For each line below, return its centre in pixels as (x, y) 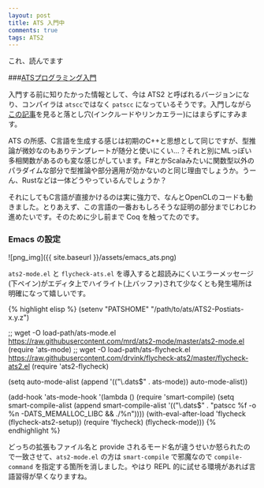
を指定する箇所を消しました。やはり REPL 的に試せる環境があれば (142, 466)
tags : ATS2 (26, 38)
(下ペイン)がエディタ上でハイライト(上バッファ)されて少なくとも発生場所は (130, 283)
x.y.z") (19, 317)
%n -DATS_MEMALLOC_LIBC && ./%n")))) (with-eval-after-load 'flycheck (127, 413)
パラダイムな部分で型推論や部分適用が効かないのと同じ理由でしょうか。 (125, 171)
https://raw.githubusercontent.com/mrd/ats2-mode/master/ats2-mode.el (126, 341)
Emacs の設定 (35, 239)
